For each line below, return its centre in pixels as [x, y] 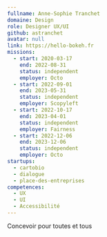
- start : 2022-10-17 [43, 110]
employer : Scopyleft [49, 104]
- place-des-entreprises [49, 180]
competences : [26, 187]
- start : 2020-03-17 [43, 59]
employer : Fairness [48, 129]
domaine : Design [30, 20]
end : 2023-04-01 [43, 116]
